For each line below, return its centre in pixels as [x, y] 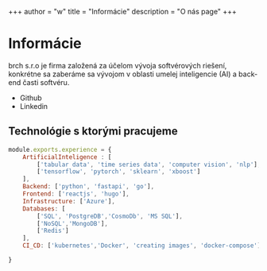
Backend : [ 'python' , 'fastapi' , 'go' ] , [89, 187]
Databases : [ [44, 209]
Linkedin [34, 106]
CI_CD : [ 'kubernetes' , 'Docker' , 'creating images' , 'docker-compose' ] [142, 246]
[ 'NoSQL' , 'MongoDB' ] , [73, 223]
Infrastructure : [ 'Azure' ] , [69, 201]
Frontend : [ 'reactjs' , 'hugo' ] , [76, 194]
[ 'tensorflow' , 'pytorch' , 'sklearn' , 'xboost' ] [119, 172]
